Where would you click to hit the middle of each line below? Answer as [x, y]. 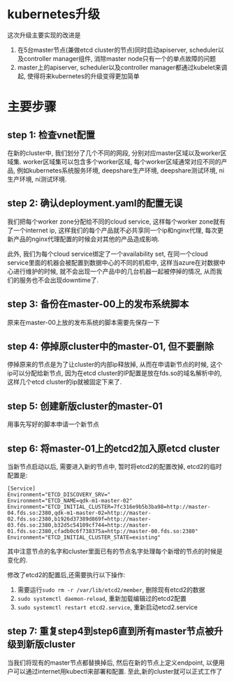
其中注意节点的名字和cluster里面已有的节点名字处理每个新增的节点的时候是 [115, 551]
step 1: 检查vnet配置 [51, 135]
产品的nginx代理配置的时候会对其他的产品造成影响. [86, 239]
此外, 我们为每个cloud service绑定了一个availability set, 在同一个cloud [108, 254]
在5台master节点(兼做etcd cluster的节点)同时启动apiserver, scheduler [118, 50]
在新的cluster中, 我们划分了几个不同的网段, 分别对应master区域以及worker [114, 153]
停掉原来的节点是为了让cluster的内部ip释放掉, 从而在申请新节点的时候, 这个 [115, 365]
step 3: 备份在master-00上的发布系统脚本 [98, 304]
